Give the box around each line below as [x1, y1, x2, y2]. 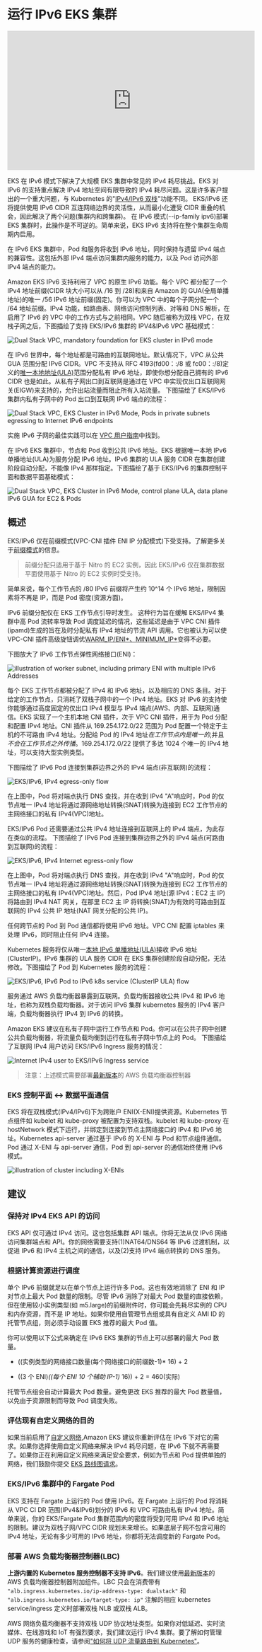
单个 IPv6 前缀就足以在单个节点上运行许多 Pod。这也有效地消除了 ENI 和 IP [7, 1283, 225, 1292]
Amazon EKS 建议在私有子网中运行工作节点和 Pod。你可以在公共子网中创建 [7, 1024, 227, 1033]
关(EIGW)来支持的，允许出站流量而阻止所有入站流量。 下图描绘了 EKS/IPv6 [7, 386, 226, 394]
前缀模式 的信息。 [13, 545, 64, 554]
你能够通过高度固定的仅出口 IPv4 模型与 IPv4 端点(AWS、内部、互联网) [7, 703, 214, 712]
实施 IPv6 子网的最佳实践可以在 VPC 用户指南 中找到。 [7, 431, 164, 439]
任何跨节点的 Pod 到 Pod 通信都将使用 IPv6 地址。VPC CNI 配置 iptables [7, 921, 217, 930]
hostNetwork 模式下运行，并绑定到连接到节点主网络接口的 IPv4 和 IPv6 [7, 1126, 214, 1134]
